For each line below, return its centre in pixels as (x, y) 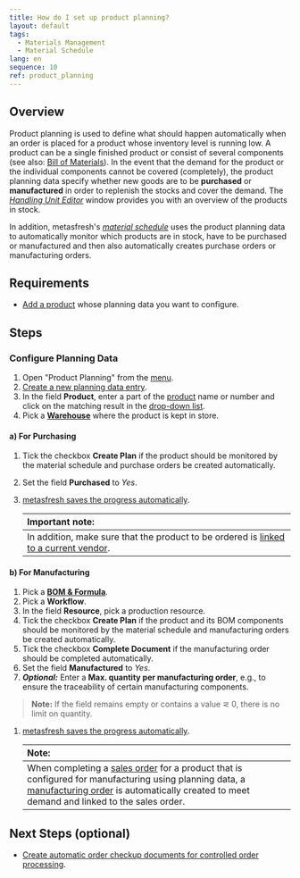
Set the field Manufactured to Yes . (86, 668)
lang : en (25, 59)
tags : (19, 34)
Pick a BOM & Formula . (65, 592)
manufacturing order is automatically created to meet (138, 790)
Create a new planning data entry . (84, 387)
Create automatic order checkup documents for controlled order (140, 855)
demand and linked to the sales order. (106, 802)
